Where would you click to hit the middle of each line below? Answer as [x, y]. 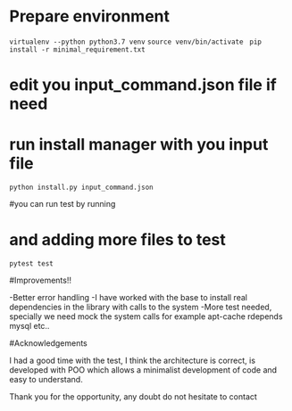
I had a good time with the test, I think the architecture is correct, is [133, 360]
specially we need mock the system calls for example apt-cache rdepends [146, 316]
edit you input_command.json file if [143, 85]
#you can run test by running [63, 204]
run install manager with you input [139, 145]
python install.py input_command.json [81, 188]
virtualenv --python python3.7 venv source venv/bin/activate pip [135, 42]
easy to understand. [46, 379]
